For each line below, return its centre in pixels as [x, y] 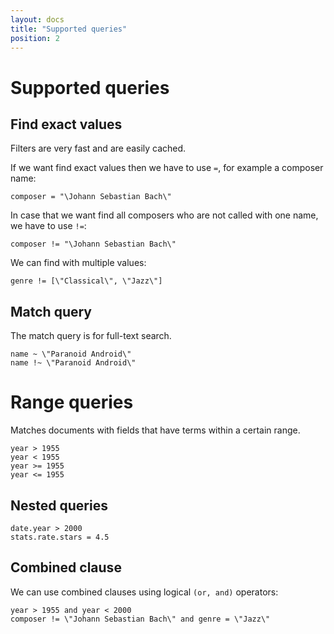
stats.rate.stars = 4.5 [60, 537]
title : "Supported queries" [69, 29]
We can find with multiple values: [78, 263]
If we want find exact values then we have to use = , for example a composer [167, 168]
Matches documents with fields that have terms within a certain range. [155, 430]
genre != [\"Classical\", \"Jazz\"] [86, 281]
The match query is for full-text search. [91, 336]
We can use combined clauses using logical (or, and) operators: [144, 592]
